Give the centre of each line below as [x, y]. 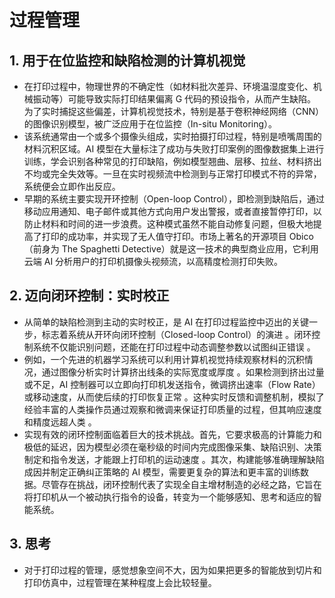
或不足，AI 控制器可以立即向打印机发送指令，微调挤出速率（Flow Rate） [172, 384]
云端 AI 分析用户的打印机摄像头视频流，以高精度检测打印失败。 [153, 261]
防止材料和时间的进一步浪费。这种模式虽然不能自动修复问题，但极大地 [168, 224]
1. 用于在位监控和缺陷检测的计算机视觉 [127, 60]
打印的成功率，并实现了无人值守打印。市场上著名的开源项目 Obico [177, 236]
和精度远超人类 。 [60, 422]
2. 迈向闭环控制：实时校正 [89, 296]
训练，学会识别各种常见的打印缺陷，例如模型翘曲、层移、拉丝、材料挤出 [172, 161]
